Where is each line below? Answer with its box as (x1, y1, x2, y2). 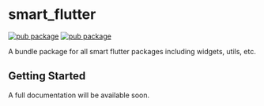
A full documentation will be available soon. (8, 90, 150, 100)
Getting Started (8, 69, 86, 83)
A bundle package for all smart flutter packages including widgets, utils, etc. (8, 46, 257, 56)
